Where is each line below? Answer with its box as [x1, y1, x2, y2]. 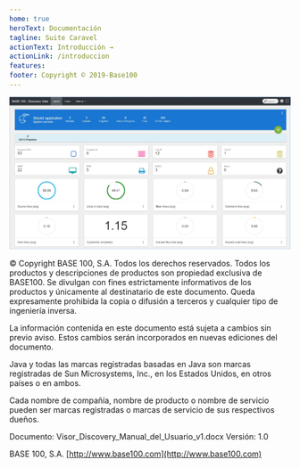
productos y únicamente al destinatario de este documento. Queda [9, 286, 256, 298]
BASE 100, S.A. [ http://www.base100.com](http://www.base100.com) [9, 448, 262, 459]
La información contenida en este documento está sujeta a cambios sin [9, 323, 272, 333]
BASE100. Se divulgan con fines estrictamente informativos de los [9, 277, 252, 288]
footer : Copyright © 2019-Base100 [9, 71, 138, 80]
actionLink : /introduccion [9, 52, 110, 62]
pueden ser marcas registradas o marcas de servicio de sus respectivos [9, 405, 275, 415]
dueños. [9, 415, 40, 425]
